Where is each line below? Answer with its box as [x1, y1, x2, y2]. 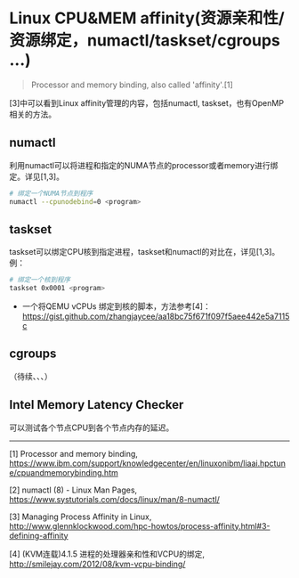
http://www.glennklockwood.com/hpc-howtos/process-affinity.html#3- [9, 520, 271, 531]
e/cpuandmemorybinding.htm [9, 467, 118, 477]
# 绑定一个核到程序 [9, 275, 71, 285]
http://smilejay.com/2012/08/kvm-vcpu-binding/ [9, 558, 186, 569]
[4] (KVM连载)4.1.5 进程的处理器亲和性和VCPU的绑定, [9, 549, 206, 559]
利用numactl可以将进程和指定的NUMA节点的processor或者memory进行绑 [9, 159, 279, 170]
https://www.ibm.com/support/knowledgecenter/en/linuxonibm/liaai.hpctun [9, 458, 287, 468]
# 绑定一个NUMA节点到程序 [9, 189, 93, 198]
